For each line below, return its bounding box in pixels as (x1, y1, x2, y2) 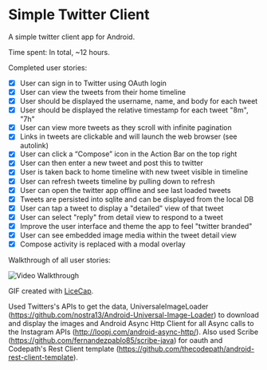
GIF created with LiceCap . (8, 286, 94, 296)
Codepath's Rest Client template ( (8, 344, 120, 353)
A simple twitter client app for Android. (8, 32, 135, 41)
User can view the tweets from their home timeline (19, 88, 186, 96)
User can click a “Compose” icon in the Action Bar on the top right (19, 149, 238, 159)
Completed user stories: (8, 62, 88, 73)
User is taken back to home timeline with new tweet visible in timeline (19, 167, 249, 177)
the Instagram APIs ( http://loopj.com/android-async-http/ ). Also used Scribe (8, 327, 259, 337)
